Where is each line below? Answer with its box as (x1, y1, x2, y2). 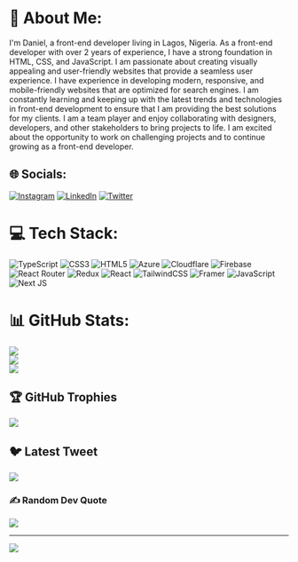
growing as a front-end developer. (9, 141, 135, 152)
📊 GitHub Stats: (9, 310, 130, 330)
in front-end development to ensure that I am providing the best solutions (9, 103, 277, 114)
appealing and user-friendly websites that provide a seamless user (9, 66, 254, 76)
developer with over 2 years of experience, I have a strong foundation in (9, 46, 273, 57)
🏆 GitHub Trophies (9, 390, 118, 405)
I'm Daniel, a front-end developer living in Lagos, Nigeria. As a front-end (9, 37, 273, 48)
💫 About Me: (9, 8, 103, 28)
